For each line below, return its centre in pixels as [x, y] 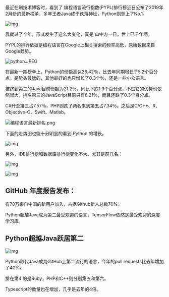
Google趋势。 [19, 51]
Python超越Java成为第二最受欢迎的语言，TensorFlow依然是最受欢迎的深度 [83, 215]
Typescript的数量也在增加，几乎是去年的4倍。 [53, 289]
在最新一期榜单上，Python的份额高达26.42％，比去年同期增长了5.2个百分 [81, 72]
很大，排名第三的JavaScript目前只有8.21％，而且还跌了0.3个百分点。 [81, 95]
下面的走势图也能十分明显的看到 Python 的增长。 [56, 133]
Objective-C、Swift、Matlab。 [37, 112]
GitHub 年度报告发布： [41, 191]
